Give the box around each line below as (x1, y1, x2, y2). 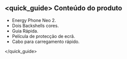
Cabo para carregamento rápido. (11, 38, 80, 44)
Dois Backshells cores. (11, 22, 59, 28)
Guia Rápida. (11, 27, 38, 34)
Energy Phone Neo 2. (11, 17, 56, 23)
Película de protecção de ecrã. (11, 33, 75, 39)
